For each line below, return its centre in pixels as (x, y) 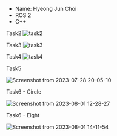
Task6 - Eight (23, 115)
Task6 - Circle (24, 92)
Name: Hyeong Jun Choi (46, 9)
